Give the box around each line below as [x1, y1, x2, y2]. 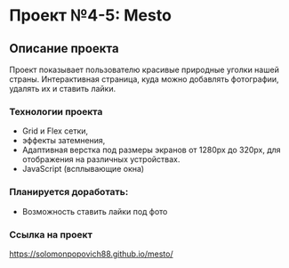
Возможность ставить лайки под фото [21, 206, 168, 216]
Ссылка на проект [9, 228, 93, 240]
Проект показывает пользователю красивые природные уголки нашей [9, 64, 280, 75]
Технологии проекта [9, 105, 103, 118]
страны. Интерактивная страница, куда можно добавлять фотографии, [9, 74, 279, 85]
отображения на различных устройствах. [21, 154, 181, 165]
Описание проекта [9, 41, 119, 56]
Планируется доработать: [9, 186, 129, 199]
